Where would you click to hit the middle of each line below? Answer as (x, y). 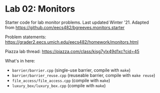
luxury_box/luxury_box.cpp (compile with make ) (59, 85)
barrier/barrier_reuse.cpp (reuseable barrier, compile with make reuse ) (84, 75)
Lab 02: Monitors (40, 9)
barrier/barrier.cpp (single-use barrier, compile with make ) (71, 70)
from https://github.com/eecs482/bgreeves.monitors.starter (65, 27)
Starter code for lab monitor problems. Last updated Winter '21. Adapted (77, 22)
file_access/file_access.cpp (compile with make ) (61, 80)
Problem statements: (26, 37)
